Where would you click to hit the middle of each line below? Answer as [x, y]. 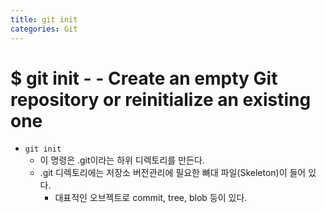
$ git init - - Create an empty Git [144, 78]
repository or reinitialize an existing [161, 99]
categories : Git [44, 29]
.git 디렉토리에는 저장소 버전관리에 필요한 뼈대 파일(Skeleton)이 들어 [173, 173]
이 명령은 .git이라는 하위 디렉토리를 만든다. [122, 160]
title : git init [44, 19]
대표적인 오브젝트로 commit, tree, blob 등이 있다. [151, 198]
